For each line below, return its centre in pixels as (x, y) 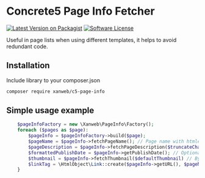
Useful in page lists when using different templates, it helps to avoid (92, 40)
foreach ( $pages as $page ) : (53, 130)
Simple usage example (50, 111)
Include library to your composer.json (53, 80)
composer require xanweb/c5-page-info (56, 91)
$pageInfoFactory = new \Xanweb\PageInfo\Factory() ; (86, 124)
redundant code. (27, 46)
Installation (28, 66)
